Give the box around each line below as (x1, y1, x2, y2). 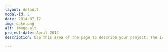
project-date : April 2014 (5, 30, 59, 35)
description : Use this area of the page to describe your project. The (5, 35, 157, 40)
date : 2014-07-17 (5, 16, 41, 21)
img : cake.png (5, 21, 35, 26)
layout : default (5, 7, 39, 12)
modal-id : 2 (5, 12, 30, 17)
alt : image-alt (5, 26, 37, 31)
